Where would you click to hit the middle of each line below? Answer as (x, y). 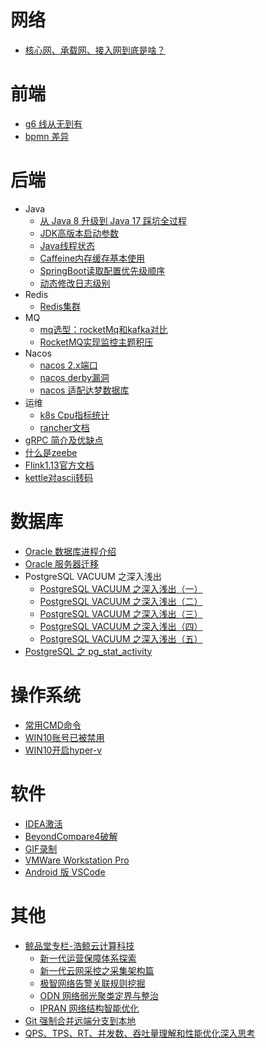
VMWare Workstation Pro (77, 860)
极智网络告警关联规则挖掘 (92, 983)
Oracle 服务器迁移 (62, 563)
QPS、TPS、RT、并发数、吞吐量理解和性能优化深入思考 (140, 1033)
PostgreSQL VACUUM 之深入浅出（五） (121, 638)
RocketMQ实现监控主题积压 (96, 342)
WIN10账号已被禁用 (64, 737)
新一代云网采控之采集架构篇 (97, 970)
